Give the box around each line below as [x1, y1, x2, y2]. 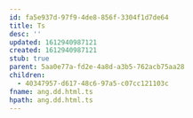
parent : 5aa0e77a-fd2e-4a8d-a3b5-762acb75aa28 [9, 63, 185, 72]
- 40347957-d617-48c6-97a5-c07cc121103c [17, 79, 169, 88]
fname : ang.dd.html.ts [9, 87, 93, 96]
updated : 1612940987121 [9, 37, 98, 47]
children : [9, 71, 46, 80]
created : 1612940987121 [9, 46, 98, 55]
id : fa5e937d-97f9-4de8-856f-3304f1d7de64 [9, 12, 169, 22]
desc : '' [9, 29, 42, 38]
